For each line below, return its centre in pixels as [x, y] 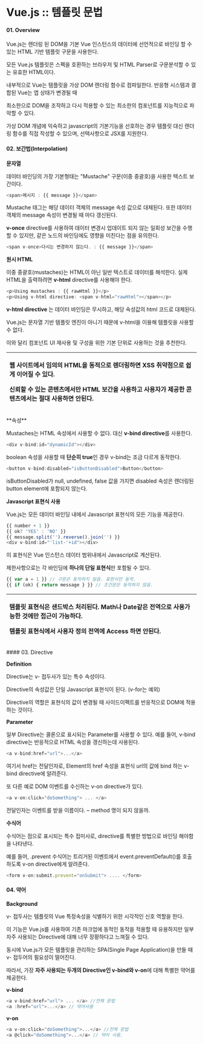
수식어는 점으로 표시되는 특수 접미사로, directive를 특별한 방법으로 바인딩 [92, 836]
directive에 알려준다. [43, 773]
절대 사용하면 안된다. [66, 399]
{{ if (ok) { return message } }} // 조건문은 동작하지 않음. [80, 585]
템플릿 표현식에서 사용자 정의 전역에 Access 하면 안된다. [85, 631]
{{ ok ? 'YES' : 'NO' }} [36, 531]
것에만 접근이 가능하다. [52, 616]
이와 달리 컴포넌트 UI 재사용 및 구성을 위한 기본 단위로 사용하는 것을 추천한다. [97, 343]
